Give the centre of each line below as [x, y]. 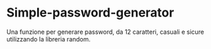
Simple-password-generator [90, 13]
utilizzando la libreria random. [49, 39]
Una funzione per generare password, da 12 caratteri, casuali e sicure [105, 32]
